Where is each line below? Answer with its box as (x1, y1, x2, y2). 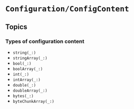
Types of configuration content (5, 38, 84, 45)
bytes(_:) (12, 93, 34, 98)
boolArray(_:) (12, 66, 43, 71)
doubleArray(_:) (12, 88, 48, 93)
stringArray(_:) (12, 56, 48, 61)
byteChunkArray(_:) (12, 99, 55, 104)
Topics (5, 22, 28, 31)
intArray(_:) (12, 77, 41, 83)
